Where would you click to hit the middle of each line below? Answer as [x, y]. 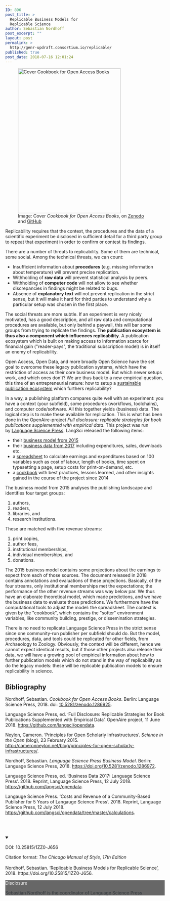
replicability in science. [29, 671]
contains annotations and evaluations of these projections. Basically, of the [83, 581]
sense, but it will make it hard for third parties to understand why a [82, 299]
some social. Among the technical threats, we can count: [65, 257]
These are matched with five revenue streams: [54, 529]
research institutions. [34, 519]
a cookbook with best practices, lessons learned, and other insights [83, 473]
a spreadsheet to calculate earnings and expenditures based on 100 [83, 457]
